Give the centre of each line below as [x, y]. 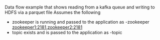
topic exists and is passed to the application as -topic [67, 32]
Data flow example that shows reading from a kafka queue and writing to [80, 7]
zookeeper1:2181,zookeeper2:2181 [47, 27]
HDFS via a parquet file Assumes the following [53, 12]
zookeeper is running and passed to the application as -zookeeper [81, 22]
